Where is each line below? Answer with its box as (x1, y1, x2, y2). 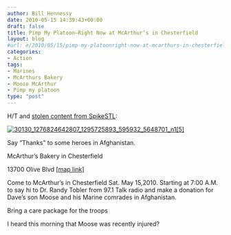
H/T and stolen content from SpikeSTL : (7, 112, 118, 120)
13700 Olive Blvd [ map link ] (7, 166, 85, 173)
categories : (7, 49, 41, 56)
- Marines (7, 67, 36, 74)
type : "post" (7, 93, 45, 100)
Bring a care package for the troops (7, 207, 109, 214)
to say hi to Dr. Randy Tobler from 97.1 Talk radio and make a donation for (7, 186, 214, 194)
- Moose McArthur (7, 80, 57, 87)
